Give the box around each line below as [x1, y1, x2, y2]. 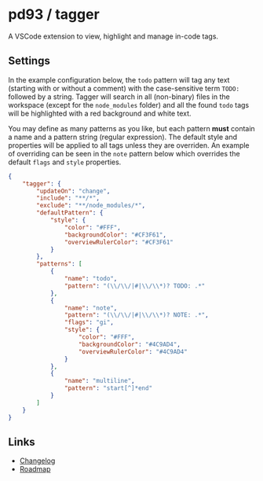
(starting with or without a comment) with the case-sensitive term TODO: [8, 83, 240, 93]
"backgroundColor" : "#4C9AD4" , [78, 340, 181, 348]
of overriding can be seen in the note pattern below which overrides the [8, 149, 241, 158]
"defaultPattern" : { [36, 209, 104, 217]
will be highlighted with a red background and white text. [8, 108, 192, 118]
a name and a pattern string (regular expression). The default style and [8, 132, 238, 141]
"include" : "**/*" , [36, 194, 100, 202]
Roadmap [19, 464, 51, 474]
